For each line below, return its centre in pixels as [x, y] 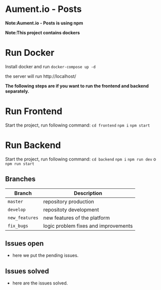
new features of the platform [77, 218]
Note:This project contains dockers [43, 32]
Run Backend [33, 145]
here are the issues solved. [40, 283]
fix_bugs [18, 226]
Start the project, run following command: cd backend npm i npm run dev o [81, 159]
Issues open [24, 243]
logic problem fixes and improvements [88, 226]
